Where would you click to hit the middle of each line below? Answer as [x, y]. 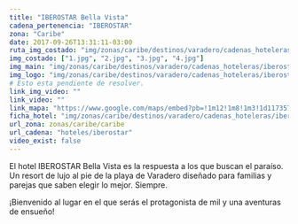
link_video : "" [37, 100]
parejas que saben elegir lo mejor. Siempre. [89, 185]
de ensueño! [32, 211]
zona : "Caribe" [37, 34]
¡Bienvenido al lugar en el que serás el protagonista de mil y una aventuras [145, 202]
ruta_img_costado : [43, 50]
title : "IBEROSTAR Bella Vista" [69, 17]
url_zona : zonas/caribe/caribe [67, 125]
